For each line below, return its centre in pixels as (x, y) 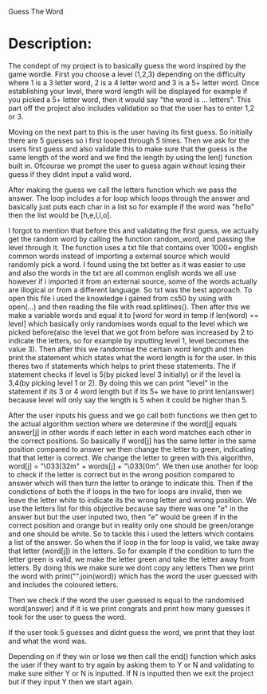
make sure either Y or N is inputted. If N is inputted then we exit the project (131, 673)
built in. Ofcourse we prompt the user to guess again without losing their (127, 166)
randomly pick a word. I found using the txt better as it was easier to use (127, 264)
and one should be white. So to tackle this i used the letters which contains (131, 534)
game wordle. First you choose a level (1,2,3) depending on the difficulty (127, 74)
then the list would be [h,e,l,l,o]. (60, 215)
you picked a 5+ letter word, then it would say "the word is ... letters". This (130, 100)
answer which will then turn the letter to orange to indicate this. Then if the (131, 483)
